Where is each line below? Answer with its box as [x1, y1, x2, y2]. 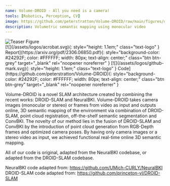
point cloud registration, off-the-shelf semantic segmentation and [20, 113, 157, 119]
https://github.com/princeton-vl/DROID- [77, 170, 160, 176]
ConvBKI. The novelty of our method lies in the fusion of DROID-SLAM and [5, 118, 161, 124]
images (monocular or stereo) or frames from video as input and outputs [5, 102, 156, 108]
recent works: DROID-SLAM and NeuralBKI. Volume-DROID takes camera [5, 97, 158, 103]
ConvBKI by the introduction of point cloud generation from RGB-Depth [5, 124, 154, 130]
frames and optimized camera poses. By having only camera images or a [5, 129, 158, 135]
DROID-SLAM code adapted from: [5, 170, 76, 176]
